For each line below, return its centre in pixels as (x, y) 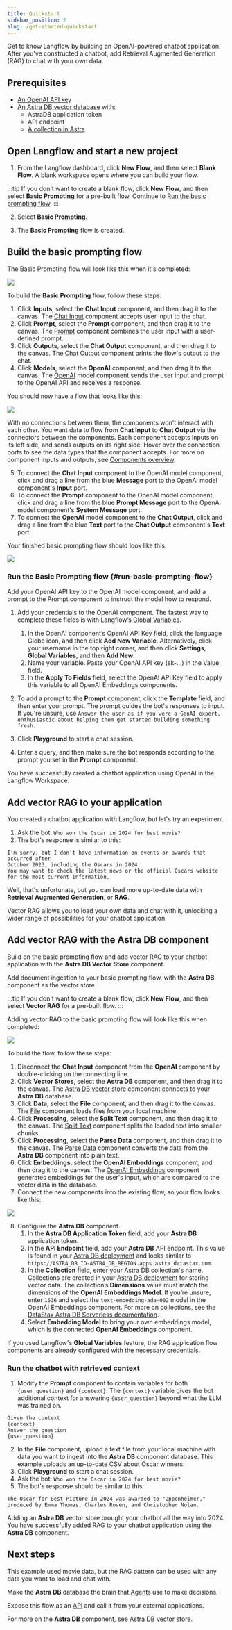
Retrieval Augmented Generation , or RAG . (68, 897)
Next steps (31, 1555)
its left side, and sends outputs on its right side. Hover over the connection (114, 445)
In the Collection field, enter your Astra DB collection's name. (115, 1270)
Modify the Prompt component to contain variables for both (102, 1383)
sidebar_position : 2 (37, 20)
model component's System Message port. (80, 510)
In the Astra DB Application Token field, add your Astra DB (112, 1233)
